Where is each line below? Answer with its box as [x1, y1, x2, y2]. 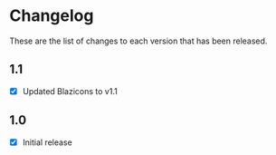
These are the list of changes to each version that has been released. [9, 35, 268, 46]
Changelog [9, 5, 94, 26]
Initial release [22, 137, 72, 148]
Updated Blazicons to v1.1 [22, 85, 118, 96]
